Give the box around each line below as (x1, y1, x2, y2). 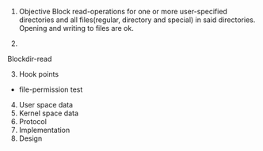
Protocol (18, 117, 47, 126)
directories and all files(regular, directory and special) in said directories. (18, 15, 256, 25)
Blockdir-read (7, 55, 52, 63)
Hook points (18, 70, 59, 78)
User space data (18, 100, 73, 109)
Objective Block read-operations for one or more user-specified (18, 7, 227, 16)
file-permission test (18, 85, 83, 94)
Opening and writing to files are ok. (18, 24, 134, 32)
